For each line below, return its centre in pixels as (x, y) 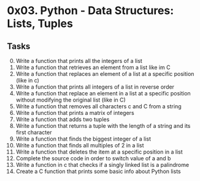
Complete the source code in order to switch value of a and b (93, 158)
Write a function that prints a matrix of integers (75, 113)
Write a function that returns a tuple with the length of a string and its (103, 126)
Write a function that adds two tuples (63, 119)
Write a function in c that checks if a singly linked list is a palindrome (102, 165)
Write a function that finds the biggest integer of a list (83, 139)
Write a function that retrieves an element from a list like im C (93, 67)
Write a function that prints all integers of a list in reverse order (95, 87)
